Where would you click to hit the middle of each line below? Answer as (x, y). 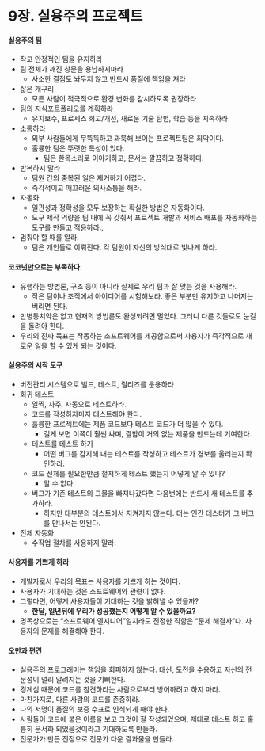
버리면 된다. (49, 306)
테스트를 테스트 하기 (62, 444)
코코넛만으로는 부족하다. (45, 267)
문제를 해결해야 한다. (73, 631)
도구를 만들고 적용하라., (68, 227)
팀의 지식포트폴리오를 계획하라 (66, 109)
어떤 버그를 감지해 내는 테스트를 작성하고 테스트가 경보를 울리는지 (144, 453)
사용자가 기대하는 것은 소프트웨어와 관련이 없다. (93, 591)
